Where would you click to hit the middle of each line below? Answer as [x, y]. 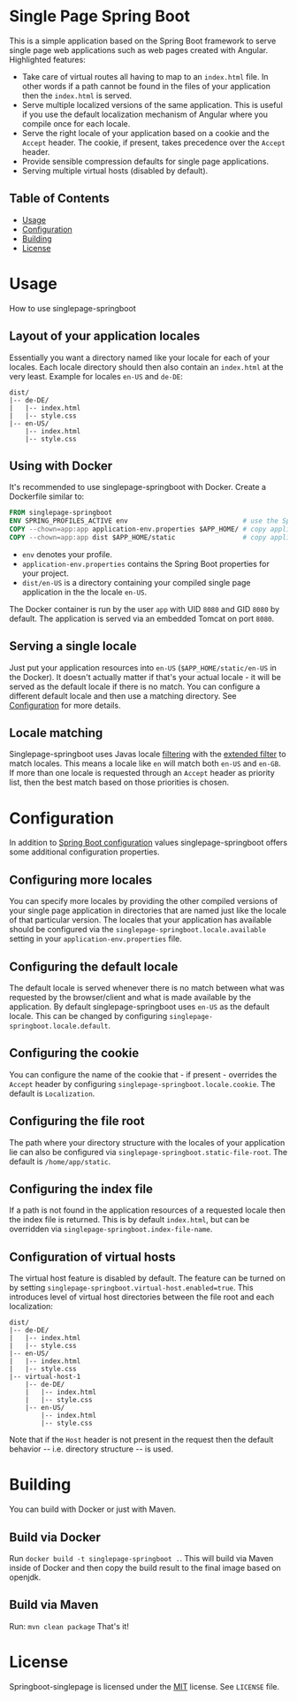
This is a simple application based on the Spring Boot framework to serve [143, 41]
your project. [45, 573]
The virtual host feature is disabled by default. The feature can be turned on [147, 1278]
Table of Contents [60, 199]
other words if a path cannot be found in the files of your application [146, 86]
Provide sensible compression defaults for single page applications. [145, 161]
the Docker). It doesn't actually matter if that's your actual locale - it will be [145, 677]
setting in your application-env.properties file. [96, 939]
